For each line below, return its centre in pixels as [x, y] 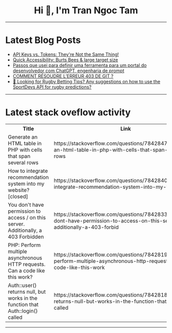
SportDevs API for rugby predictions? [52, 87]
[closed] [18, 196]
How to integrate [28, 171]
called [15, 317]
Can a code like [26, 271]
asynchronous [25, 258]
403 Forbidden [26, 236]
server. [16, 224]
